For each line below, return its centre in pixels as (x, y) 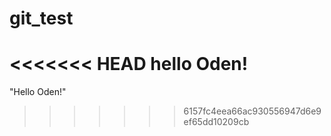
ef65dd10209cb (216, 122)
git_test (41, 18)
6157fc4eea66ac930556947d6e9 (252, 111)
